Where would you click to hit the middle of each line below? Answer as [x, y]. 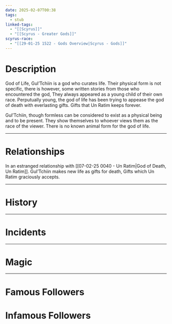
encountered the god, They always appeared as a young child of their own [84, 94]
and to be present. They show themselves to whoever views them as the [82, 120]
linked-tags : [19, 24]
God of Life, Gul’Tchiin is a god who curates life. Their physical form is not [83, 83]
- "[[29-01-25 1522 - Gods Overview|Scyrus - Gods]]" [68, 44]
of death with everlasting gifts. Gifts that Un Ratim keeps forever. [73, 105]
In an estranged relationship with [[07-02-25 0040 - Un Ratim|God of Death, [86, 166]
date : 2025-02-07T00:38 [31, 10]
